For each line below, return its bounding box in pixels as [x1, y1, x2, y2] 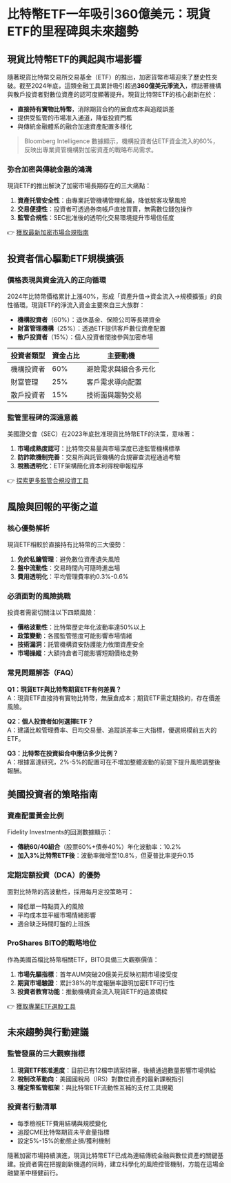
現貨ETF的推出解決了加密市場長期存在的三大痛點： [7, 181, 152, 190]
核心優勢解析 [7, 523, 50, 533]
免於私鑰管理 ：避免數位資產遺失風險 [17, 555, 121, 563]
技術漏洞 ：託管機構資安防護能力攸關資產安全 [17, 641, 145, 649]
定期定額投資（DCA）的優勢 [7, 870, 101, 880]
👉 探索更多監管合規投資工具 [7, 477, 90, 485]
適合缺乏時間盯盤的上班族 [17, 919, 90, 928]
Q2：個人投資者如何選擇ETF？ [7, 717, 94, 725]
